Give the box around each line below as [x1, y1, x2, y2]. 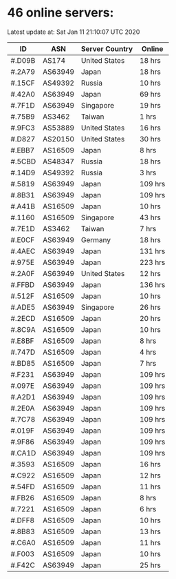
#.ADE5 [10, 302, 36, 312]
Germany [80, 235, 111, 244]
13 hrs [140, 527, 162, 536]
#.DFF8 [10, 516, 35, 525]
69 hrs [140, 89, 162, 99]
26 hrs [140, 302, 162, 312]
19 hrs [140, 100, 162, 110]
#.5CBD [10, 157, 36, 166]
